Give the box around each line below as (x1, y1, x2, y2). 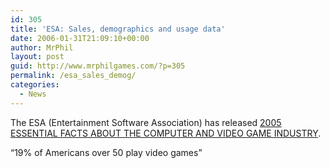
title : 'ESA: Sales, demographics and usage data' (10, 24, 226, 34)
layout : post (10, 52, 65, 62)
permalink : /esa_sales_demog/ (10, 71, 137, 81)
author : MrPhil (10, 42, 74, 53)
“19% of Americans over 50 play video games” (10, 146, 203, 158)
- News (19, 89, 47, 99)
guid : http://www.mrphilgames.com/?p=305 (10, 61, 186, 71)
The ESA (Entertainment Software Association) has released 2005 (10, 116, 282, 128)
